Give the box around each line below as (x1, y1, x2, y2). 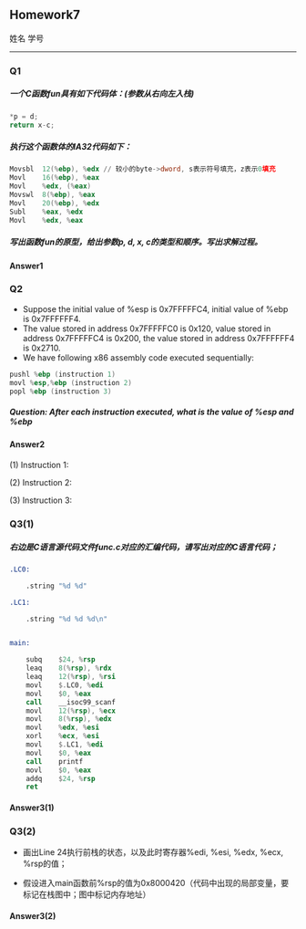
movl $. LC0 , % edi (25, 680, 104, 690)
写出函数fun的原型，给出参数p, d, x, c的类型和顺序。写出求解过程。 (9, 236, 262, 247)
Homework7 (9, 7, 80, 23)
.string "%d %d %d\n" (25, 614, 107, 623)
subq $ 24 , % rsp (25, 655, 96, 664)
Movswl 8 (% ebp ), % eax (9, 191, 96, 200)
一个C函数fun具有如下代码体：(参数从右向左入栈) (9, 89, 195, 99)
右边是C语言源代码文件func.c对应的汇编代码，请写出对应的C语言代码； (9, 541, 279, 552)
